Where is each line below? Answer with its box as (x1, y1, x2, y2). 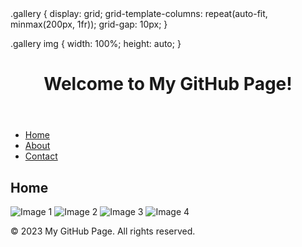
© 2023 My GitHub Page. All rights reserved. (10, 225, 196, 237)
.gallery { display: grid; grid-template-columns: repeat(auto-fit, (10, 8, 268, 19)
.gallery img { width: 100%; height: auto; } (10, 38, 182, 49)
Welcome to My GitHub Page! (43, 73, 293, 96)
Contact (24, 150, 58, 162)
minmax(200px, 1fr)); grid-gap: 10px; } (10, 18, 168, 30)
